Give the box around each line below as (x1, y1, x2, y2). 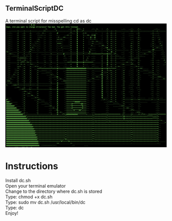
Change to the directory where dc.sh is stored (5, 188, 102, 194)
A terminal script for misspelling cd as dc (5, 17, 92, 24)
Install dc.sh (5, 177, 31, 184)
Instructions (5, 160, 58, 172)
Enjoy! (5, 210, 19, 216)
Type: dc (5, 205, 24, 211)
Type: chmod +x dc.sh (5, 193, 53, 199)
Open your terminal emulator (5, 183, 66, 189)
